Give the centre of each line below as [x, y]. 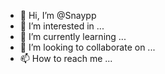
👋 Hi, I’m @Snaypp [58, 15]
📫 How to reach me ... [66, 58]
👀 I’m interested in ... [62, 26]
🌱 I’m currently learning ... [73, 36]
